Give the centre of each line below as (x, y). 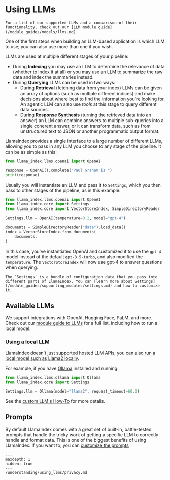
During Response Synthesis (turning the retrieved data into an (86, 115)
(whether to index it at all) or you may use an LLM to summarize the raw (88, 72)
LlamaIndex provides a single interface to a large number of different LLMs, (84, 141)
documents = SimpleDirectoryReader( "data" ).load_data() (65, 227)
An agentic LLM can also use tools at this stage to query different (88, 104)
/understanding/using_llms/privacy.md (46, 473)
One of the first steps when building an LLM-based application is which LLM (85, 41)
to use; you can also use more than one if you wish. (59, 46)
